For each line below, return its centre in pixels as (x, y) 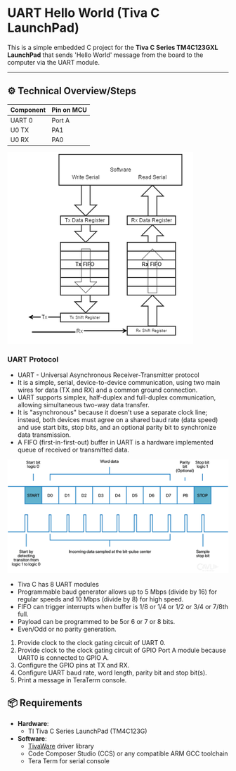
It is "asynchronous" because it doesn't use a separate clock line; (112, 412)
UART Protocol (33, 359)
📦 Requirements (45, 703)
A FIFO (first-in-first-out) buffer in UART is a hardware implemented (116, 442)
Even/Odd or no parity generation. (67, 629)
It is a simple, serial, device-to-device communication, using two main (119, 382)
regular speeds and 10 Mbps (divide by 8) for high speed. (100, 599)
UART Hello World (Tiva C (84, 13)
